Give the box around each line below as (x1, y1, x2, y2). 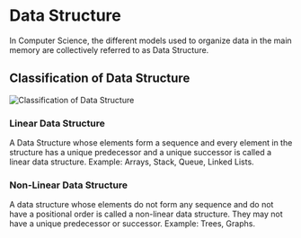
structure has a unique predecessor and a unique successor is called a (9, 147, 272, 158)
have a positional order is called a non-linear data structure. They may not (9, 208, 283, 220)
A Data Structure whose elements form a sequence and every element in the (9, 137, 293, 148)
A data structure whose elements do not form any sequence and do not (9, 199, 274, 210)
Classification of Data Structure (9, 71, 190, 86)
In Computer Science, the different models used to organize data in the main (9, 35, 292, 46)
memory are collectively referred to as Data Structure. (9, 44, 209, 55)
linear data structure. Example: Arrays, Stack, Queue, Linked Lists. (9, 156, 254, 167)
